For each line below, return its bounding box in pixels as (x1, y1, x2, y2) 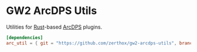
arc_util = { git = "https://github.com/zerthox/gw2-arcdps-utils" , (6, 40, 177, 46)
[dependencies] (6, 34, 43, 40)
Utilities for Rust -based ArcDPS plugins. (6, 23, 103, 30)
